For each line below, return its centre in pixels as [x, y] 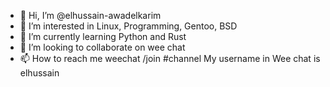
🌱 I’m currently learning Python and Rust [103, 36]
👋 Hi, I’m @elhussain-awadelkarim [90, 15]
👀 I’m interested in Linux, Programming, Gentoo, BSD [128, 26]
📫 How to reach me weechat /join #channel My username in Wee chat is [170, 58]
